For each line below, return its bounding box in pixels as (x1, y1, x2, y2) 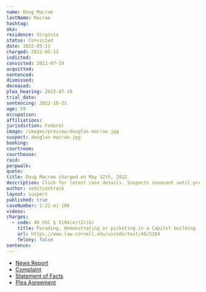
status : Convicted (6, 37, 53, 43)
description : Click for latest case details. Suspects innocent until (6, 180, 191, 186)
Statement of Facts (15, 272, 64, 279)
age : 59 (6, 105, 26, 112)
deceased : (6, 83, 32, 89)
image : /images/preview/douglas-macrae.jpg (6, 129, 120, 135)
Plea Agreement (15, 279, 56, 286)
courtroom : (6, 145, 34, 152)
